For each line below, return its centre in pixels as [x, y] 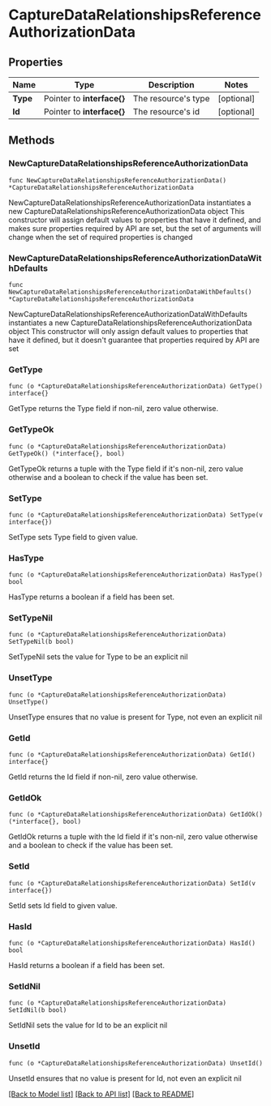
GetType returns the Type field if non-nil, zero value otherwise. [114, 409]
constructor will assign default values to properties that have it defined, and [135, 220]
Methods [32, 141]
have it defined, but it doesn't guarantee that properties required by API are [134, 340]
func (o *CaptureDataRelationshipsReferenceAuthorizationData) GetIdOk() [136, 815]
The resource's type [171, 99]
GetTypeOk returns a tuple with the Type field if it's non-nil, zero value [126, 469]
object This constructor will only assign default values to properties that [129, 331]
